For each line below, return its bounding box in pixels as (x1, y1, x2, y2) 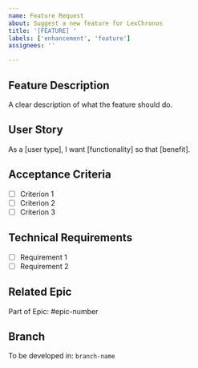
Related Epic (8, 285, 72, 299)
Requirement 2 (19, 261, 69, 271)
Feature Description (8, 78, 110, 92)
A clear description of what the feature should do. (8, 100, 173, 109)
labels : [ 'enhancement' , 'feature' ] (8, 34, 131, 43)
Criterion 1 (19, 189, 55, 198)
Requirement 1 (19, 252, 68, 262)
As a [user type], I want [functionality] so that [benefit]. (8, 144, 191, 153)
